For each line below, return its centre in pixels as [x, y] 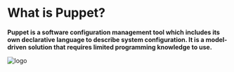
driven [17, 47]
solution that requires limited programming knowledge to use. [120, 47]
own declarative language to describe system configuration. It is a [106, 39]
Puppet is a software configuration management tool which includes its [113, 32]
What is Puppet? [57, 13]
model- [216, 39]
